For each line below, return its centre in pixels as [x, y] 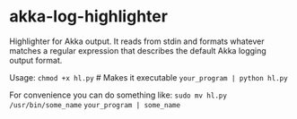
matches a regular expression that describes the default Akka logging [138, 50]
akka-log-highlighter [89, 17]
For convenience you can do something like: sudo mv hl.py [118, 95]
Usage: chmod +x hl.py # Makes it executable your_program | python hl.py [149, 77]
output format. [36, 60]
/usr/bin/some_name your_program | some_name [95, 105]
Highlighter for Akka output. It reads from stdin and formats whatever [137, 41]
